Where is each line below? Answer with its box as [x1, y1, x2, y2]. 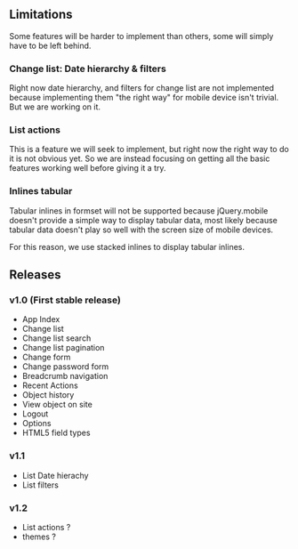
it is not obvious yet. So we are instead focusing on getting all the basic [9, 153, 270, 164]
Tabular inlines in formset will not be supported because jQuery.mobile [9, 205, 269, 216]
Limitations [9, 7, 73, 22]
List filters [21, 480, 60, 490]
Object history [21, 390, 75, 400]
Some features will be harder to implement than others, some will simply [9, 30, 274, 41]
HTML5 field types [21, 427, 91, 439]
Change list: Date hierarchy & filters [9, 62, 166, 75]
